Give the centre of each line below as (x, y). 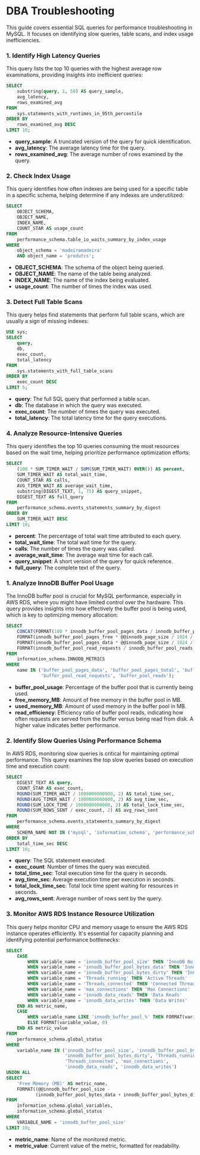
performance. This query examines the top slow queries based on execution (100, 760)
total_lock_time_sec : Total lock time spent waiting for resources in (96, 886)
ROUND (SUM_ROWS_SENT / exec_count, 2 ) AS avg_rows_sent (88, 811)
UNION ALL (18, 1073)
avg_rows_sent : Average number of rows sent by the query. (88, 899)
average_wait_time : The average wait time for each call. (84, 555)
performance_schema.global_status (60, 1039)
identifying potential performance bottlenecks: (63, 939)
